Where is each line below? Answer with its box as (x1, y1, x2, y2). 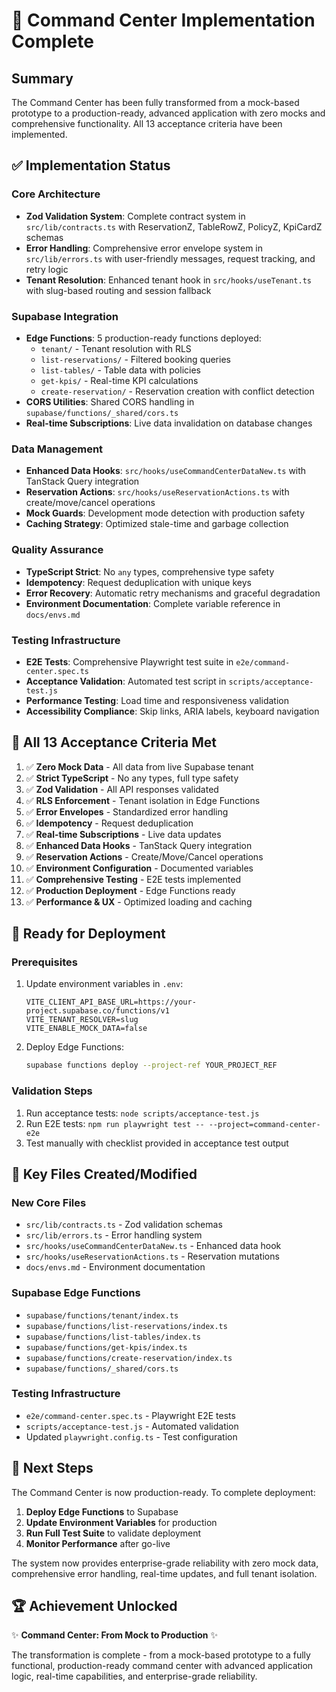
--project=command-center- (208, 1119, 321, 1129)
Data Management (11, 442, 104, 456)
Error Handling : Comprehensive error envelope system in (25, 242, 264, 254)
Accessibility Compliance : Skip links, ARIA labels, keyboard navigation (25, 705, 320, 717)
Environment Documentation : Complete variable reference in (25, 597, 281, 609)
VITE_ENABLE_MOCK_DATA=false (25, 1024, 148, 1034)
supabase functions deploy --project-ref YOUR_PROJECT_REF (25, 1060, 278, 1071)
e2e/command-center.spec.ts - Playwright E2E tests (25, 1409, 236, 1421)
